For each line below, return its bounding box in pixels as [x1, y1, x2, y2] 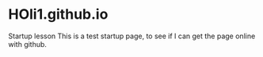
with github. [8, 39, 48, 48]
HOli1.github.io [8, 5, 109, 23]
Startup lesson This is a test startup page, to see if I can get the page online [8, 31, 256, 41]
